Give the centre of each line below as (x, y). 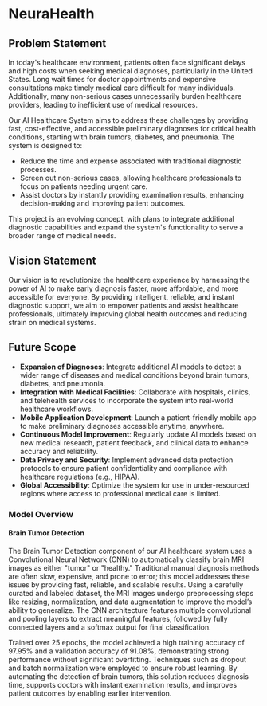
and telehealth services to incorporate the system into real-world (126, 400)
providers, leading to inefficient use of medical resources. (103, 105)
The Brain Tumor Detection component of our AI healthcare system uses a (130, 551)
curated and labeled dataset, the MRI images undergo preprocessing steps (131, 593)
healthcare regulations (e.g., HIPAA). (80, 477)
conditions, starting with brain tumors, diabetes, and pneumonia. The (122, 137)
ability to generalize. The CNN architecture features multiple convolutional (130, 610)
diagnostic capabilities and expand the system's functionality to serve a (126, 227)
